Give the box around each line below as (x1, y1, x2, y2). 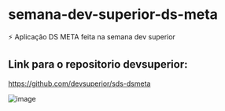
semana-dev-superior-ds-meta (8, 6, 219, 24)
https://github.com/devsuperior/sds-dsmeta (8, 79, 151, 88)
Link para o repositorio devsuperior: (8, 57, 188, 72)
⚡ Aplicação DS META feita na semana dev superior (8, 31, 175, 41)
